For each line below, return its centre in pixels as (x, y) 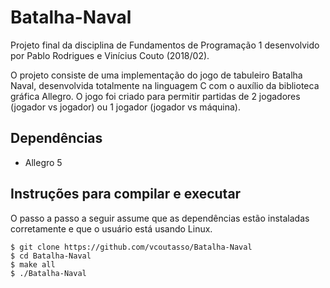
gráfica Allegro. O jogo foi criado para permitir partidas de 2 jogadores (155, 96)
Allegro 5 (43, 162)
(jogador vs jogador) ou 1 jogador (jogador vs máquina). (126, 107)
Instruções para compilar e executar (126, 194)
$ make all (33, 264)
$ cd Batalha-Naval (51, 256)
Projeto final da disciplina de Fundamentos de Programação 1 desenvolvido (165, 45)
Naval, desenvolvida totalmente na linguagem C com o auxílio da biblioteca (165, 85)
